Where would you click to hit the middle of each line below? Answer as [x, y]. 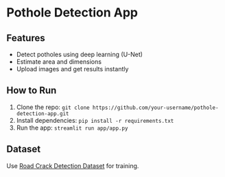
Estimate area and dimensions [59, 62]
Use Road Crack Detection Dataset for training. [73, 165]
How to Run [32, 91]
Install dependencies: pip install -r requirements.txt [95, 120]
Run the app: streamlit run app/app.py [72, 128]
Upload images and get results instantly [72, 69]
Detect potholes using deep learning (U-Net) [80, 54]
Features [26, 38]
